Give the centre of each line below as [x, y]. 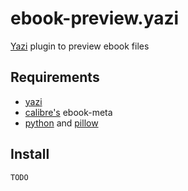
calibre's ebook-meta [68, 112]
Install [30, 154]
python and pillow [61, 123]
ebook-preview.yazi [95, 18]
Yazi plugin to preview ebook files [80, 46]
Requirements [55, 77]
